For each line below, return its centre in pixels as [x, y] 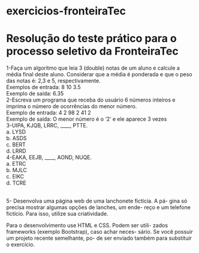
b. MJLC [16, 170]
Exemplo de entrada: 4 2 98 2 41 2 [49, 113]
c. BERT [16, 145]
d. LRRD [16, 151]
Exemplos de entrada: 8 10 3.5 [43, 87]
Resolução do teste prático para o [91, 39]
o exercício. [20, 245]
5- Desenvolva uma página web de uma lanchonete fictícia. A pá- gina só [97, 201]
